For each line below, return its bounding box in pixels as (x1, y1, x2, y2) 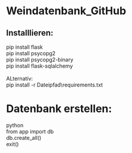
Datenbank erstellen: (6, 102, 112, 116)
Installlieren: (6, 28, 54, 38)
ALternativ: (6, 75, 33, 82)
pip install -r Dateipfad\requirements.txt (6, 81, 103, 88)
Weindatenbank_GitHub (6, 4, 127, 18)
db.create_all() (6, 134, 42, 141)
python (6, 122, 24, 129)
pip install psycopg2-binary (6, 56, 74, 63)
